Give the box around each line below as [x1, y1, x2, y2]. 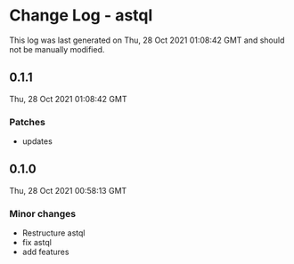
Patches [9, 116, 46, 128]
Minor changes [9, 207, 77, 220]
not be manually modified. [9, 44, 105, 54]
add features [21, 246, 69, 258]
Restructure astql [21, 228, 86, 238]
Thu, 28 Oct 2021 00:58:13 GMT [9, 185, 127, 196]
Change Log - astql [9, 5, 153, 26]
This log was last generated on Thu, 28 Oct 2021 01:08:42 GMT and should [9, 35, 285, 45]
